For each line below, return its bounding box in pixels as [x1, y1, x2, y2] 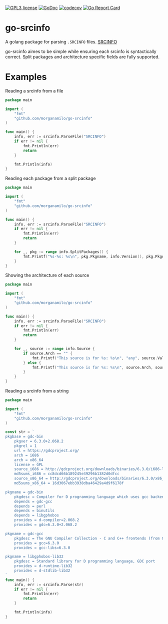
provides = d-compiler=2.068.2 [14, 517, 79, 522]
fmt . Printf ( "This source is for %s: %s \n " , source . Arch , [31, 365, 153, 370]
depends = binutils [14, 508, 55, 513]
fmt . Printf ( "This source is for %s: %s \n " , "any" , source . [31, 355, 157, 360]
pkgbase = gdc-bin [5, 434, 43, 439]
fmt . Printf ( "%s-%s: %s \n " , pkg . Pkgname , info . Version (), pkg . [23, 254, 155, 259]
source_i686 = [14, 466, 43, 472]
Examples [5, 71, 47, 82]
